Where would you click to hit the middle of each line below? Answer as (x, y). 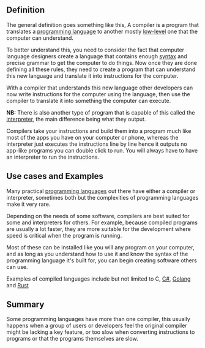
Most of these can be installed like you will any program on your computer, (100, 247)
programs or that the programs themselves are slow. (73, 339)
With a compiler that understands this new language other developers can (100, 88)
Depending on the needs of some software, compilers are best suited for (98, 216)
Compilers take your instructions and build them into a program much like (99, 130)
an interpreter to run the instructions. (53, 157)
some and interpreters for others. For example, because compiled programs (102, 222)
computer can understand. (40, 38)
